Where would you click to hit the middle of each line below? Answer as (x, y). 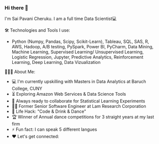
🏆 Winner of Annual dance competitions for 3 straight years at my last (83, 117)
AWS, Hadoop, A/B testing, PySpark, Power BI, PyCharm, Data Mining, (82, 47)
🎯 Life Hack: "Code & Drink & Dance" (49, 111)
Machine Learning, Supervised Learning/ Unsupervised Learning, (78, 52)
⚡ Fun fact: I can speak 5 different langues (54, 129)
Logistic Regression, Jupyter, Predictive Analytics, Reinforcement (78, 57)
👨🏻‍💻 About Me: (20, 72)
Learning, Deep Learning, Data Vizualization (56, 62)
